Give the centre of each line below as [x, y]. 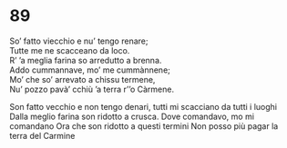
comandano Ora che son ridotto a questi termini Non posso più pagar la [144, 126]
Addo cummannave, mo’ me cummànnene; [90, 70]
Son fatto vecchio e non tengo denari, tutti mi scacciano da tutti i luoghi [143, 106]
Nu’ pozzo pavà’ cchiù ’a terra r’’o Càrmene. [92, 89]
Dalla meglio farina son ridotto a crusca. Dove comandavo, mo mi [132, 116]
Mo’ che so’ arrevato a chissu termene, [82, 79]
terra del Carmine [42, 135]
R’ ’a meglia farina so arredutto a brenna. [86, 60]
